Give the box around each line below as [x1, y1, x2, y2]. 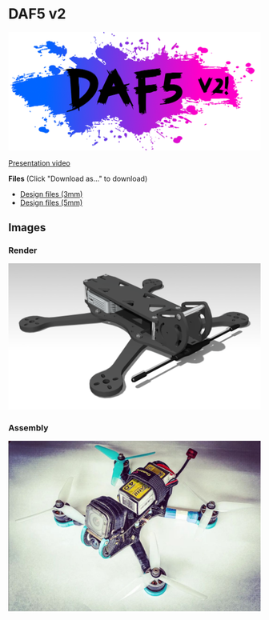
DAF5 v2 [8, 5, 66, 23]
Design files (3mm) [19, 189, 83, 198]
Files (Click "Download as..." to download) [8, 174, 148, 183]
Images [8, 221, 46, 234]
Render [8, 245, 38, 256]
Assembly [8, 422, 49, 433]
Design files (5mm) [19, 198, 83, 207]
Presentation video [8, 158, 70, 168]
